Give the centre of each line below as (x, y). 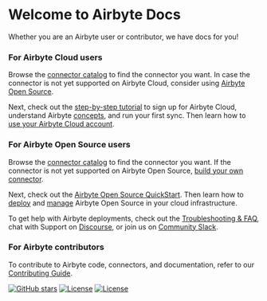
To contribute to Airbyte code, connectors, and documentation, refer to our (132, 264)
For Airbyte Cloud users (55, 57)
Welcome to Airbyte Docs (94, 15)
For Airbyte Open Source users (69, 145)
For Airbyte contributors (57, 247)
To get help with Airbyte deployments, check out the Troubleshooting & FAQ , (134, 218)
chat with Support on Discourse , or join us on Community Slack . (113, 227)
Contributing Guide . (41, 273)
